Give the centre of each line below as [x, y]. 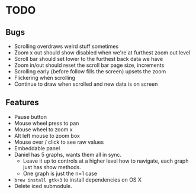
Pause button [30, 117]
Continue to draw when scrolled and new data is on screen [86, 84]
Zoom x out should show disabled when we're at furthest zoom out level [102, 53]
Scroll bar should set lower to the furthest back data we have [89, 59]
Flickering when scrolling [44, 78]
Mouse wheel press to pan [46, 123]
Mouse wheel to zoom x [43, 129]
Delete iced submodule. [43, 186]
